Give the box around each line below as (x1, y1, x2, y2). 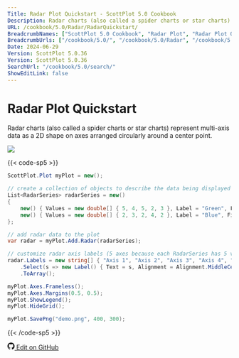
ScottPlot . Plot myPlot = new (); (7, 172, 103, 180)
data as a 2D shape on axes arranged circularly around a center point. (7, 131, 213, 140)
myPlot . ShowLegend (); (7, 296, 72, 303)
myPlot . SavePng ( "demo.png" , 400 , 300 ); (7, 315, 126, 323)
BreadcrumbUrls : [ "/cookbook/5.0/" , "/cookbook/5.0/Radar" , (7, 37, 190, 44)
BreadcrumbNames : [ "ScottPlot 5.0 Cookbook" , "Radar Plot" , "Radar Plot (7, 30, 228, 38)
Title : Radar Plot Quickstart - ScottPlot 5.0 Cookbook (7, 10, 176, 18)
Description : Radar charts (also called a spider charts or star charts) (7, 17, 231, 24)
